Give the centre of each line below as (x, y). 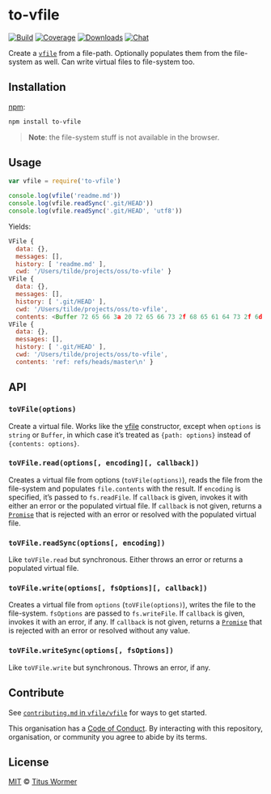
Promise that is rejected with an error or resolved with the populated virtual (132, 514)
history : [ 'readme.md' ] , (61, 264)
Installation (37, 87)
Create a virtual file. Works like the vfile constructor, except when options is (135, 426)
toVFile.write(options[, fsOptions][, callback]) (108, 588)
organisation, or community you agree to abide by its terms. (108, 736)
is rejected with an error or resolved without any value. (100, 631)
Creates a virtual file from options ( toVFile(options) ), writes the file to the (132, 605)
